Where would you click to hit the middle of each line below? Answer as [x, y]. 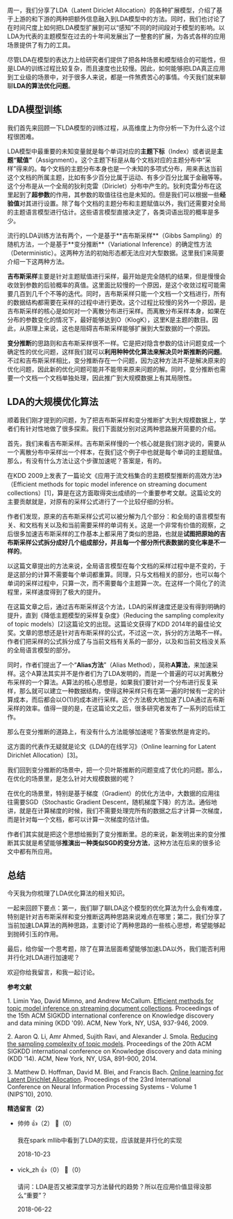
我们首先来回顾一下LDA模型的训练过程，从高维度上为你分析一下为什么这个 [113, 128]
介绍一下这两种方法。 [37, 261]
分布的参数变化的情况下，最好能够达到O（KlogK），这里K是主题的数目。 [110, 320]
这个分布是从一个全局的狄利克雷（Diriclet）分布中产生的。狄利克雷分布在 [112, 185]
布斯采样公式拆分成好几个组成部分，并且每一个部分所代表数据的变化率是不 [113, 542]
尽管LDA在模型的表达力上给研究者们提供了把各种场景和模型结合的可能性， [113, 60]
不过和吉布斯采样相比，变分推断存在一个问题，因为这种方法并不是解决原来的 [116, 360]
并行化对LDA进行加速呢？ [44, 958]
